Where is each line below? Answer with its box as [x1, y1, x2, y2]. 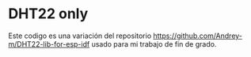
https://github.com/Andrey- [153, 31, 243, 40]
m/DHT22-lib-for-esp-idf [8, 39, 90, 48]
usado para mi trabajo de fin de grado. [91, 39, 217, 48]
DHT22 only [8, 5, 89, 23]
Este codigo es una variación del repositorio [8, 31, 152, 40]
